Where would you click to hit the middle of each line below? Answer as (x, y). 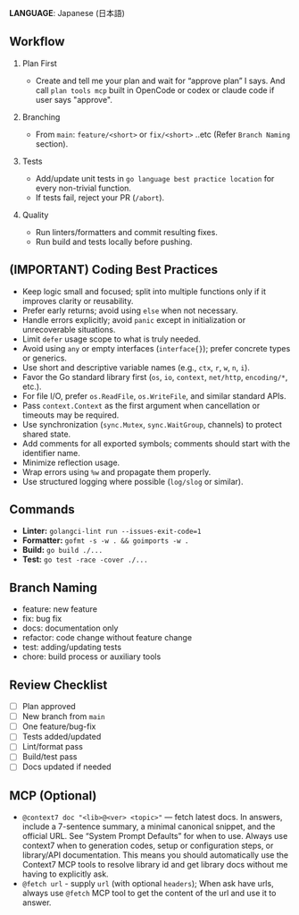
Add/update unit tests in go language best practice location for (155, 178)
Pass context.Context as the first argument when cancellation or (141, 405)
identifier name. (51, 453)
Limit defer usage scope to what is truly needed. (111, 339)
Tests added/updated (62, 737)
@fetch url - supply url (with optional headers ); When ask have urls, (148, 884)
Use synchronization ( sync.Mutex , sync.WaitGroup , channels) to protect (152, 424)
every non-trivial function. (83, 188)
